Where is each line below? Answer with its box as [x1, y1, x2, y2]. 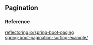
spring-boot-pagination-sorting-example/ [5, 34, 88, 40]
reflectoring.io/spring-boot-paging [5, 29, 74, 35]
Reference [5, 18, 30, 25]
